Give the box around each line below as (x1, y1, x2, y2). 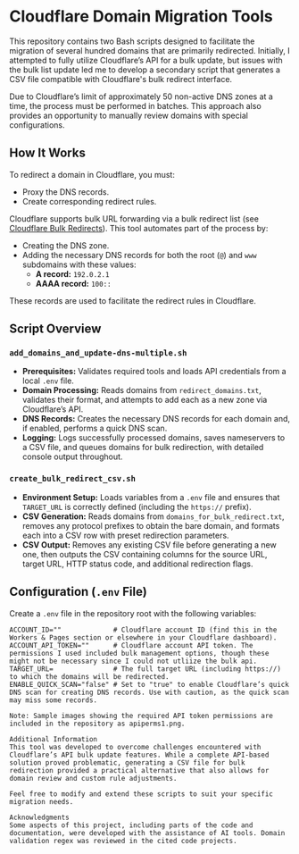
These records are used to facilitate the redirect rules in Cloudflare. (9, 295, 257, 306)
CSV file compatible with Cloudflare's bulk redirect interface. (9, 73, 233, 84)
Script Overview (9, 322, 102, 337)
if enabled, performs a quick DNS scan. (21, 423, 168, 434)
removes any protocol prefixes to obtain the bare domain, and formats (21, 520, 280, 531)
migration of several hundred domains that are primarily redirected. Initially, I (9, 45, 290, 55)
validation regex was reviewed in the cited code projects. (9, 836, 238, 845)
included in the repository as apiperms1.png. (9, 719, 186, 728)
